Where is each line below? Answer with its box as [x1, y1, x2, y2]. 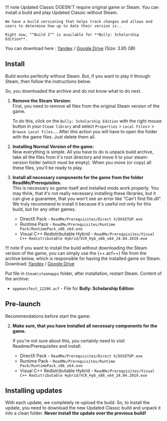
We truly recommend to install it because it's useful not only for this [12, 201, 152, 207]
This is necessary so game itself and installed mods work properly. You [12, 185, 159, 191]
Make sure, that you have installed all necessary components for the [12, 323, 158, 329]
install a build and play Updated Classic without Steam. [5, 9, 118, 15]
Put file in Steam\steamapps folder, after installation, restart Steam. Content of [5, 270, 162, 276]
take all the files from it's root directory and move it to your [12, 154, 133, 160]
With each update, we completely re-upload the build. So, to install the [5, 400, 150, 406]
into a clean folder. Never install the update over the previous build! [5, 410, 147, 416]
